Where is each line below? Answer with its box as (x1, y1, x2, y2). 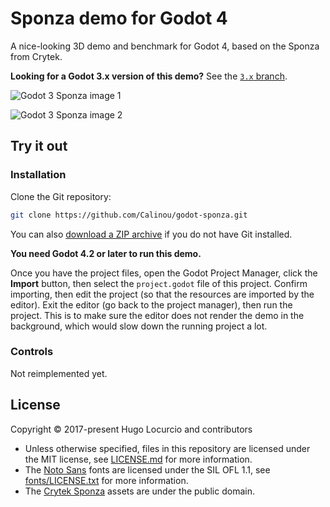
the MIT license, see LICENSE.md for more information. (24, 453, 253, 465)
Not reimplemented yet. (10, 367, 108, 379)
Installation (10, 168, 67, 182)
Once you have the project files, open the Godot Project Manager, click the (10, 267, 318, 279)
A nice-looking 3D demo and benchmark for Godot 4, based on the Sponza (10, 40, 320, 52)
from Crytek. (10, 50, 63, 62)
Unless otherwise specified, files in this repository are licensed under (24, 442, 311, 454)
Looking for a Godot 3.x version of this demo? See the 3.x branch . (10, 70, 288, 82)
